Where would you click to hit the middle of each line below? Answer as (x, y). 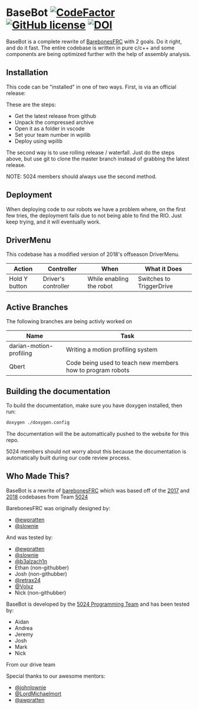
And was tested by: (29, 537)
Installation (27, 73)
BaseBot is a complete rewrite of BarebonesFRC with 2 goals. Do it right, (94, 41)
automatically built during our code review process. (68, 458)
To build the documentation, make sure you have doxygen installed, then (94, 405)
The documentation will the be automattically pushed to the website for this (98, 434)
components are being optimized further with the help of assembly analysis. (98, 54)
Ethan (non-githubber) (42, 567)
